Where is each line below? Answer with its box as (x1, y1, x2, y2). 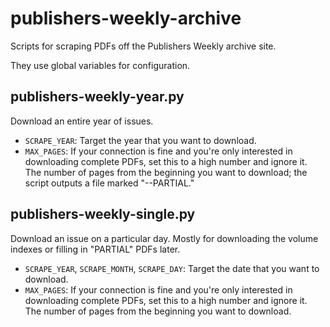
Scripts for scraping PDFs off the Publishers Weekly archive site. (10, 40, 277, 52)
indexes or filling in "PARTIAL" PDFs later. (10, 243, 181, 255)
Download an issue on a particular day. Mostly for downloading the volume (10, 232, 319, 244)
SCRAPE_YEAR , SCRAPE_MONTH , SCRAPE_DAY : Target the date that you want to (24, 262, 320, 274)
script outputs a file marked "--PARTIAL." (24, 177, 195, 189)
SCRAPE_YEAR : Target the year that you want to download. (24, 134, 257, 146)
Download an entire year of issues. (10, 115, 154, 127)
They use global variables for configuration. (10, 59, 191, 71)
